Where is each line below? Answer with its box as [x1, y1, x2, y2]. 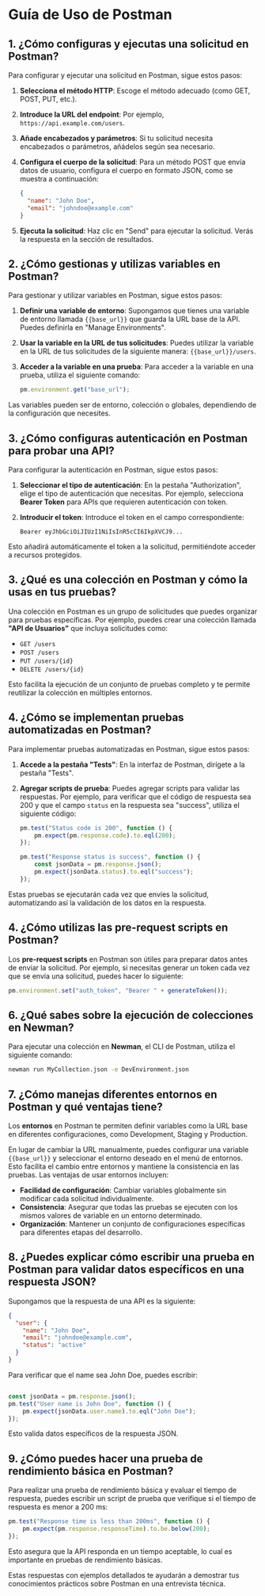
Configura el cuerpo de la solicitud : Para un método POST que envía [19, 157, 246, 166]
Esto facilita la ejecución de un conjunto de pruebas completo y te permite [8, 679, 251, 689]
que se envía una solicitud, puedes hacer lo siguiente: [8, 971, 184, 981]
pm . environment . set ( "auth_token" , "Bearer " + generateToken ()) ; [8, 986, 229, 994]
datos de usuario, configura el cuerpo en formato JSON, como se [19, 166, 233, 175]
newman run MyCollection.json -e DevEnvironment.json [8, 1066, 190, 1074]
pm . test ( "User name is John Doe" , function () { [8, 1399, 172, 1408]
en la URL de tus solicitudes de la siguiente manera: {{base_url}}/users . [19, 346, 256, 356]
